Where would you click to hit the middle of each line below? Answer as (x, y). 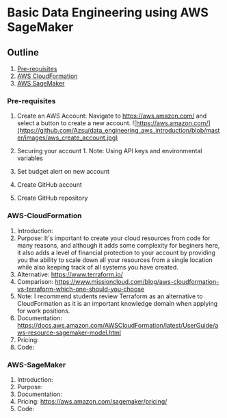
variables (30, 158)
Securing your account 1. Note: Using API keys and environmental (109, 151)
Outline (23, 52)
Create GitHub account (49, 185)
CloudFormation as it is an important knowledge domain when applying (117, 303)
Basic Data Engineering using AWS (108, 13)
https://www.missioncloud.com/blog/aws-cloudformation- (137, 281)
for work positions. (43, 311)
